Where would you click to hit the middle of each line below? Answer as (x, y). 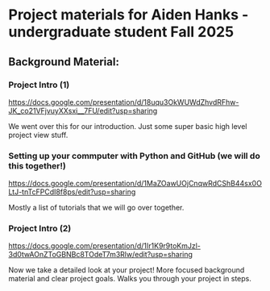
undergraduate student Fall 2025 (121, 32)
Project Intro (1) (39, 85)
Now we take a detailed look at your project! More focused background (127, 270)
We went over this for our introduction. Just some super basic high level (128, 126)
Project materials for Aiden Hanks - (129, 15)
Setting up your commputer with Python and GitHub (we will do (134, 156)
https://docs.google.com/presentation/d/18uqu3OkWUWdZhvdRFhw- (124, 102)
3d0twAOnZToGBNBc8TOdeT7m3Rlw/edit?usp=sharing (101, 255)
